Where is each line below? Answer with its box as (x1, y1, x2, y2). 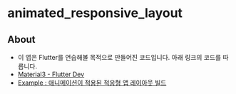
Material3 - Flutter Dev (17, 70, 85, 78)
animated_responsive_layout (7, 5, 183, 21)
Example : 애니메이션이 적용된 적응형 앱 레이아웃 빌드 (17, 78, 167, 87)
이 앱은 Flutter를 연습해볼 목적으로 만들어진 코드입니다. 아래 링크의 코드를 (17, 53, 222, 61)
